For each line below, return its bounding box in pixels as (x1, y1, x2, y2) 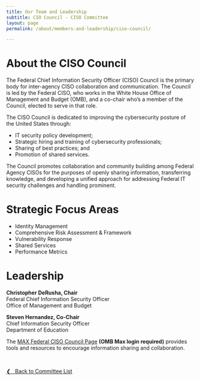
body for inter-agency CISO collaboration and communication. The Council (6, 83, 191, 90)
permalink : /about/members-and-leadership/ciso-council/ (6, 25, 151, 32)
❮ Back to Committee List (6, 368, 73, 375)
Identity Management (14, 223, 68, 230)
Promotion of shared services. (14, 151, 90, 158)
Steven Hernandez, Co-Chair (6, 314, 80, 321)
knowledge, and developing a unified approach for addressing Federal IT (6, 175, 186, 183)
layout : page (6, 20, 39, 26)
